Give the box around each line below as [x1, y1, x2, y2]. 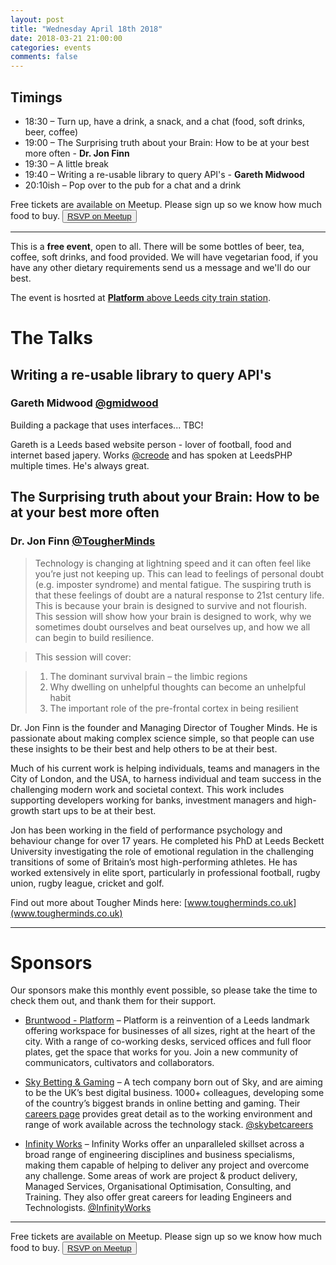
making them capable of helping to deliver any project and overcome [24, 1159, 310, 1171]
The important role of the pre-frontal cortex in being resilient [49, 702, 299, 714]
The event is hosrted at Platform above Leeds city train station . [10, 291, 272, 303]
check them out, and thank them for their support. [10, 995, 217, 1007]
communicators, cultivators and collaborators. [24, 1057, 215, 1069]
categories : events [10, 42, 92, 53]
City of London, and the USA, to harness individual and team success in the [10, 772, 322, 785]
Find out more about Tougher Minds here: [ [10, 896, 188, 908]
